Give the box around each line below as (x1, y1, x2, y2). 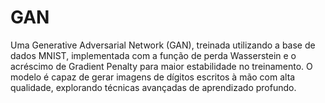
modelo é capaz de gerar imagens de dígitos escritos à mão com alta (10, 71, 296, 83)
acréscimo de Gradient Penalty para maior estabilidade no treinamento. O (10, 60, 313, 72)
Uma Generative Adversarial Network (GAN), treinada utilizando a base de (10, 39, 316, 51)
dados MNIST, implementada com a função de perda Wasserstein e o (10, 49, 297, 61)
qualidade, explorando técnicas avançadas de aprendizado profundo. (10, 81, 297, 93)
